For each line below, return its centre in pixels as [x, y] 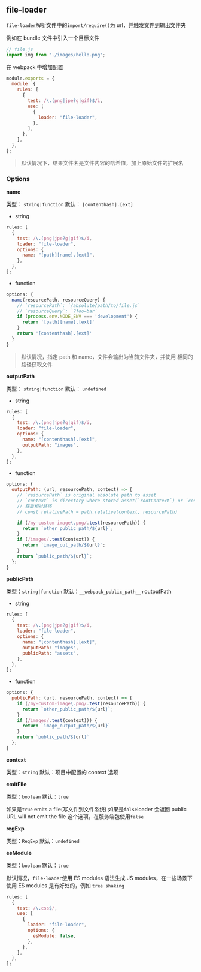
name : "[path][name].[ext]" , [58, 255]
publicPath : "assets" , [50, 653]
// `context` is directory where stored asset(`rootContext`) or [100, 501]
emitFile [16, 784]
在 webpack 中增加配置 [35, 67]
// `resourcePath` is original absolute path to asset [87, 495]
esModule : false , [54, 936]
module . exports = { [31, 78]
